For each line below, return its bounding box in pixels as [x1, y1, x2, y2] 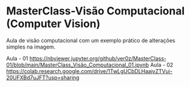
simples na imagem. [6, 43, 56, 50]
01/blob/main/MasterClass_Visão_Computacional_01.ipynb [6, 61, 149, 68]
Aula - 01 [6, 55, 29, 62]
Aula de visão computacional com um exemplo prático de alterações [6, 37, 176, 44]
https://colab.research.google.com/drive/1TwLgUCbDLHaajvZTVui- [6, 67, 173, 74]
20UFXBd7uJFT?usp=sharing [6, 74, 80, 81]
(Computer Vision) [6, 17, 101, 31]
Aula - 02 [150, 61, 174, 68]
